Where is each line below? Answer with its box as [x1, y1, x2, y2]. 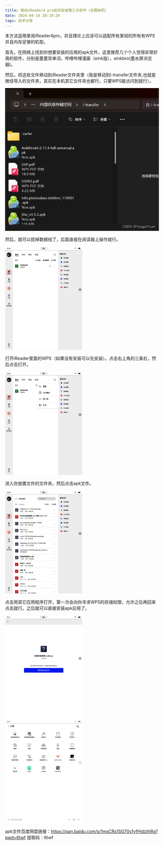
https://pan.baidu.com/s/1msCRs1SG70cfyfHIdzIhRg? [51, 828, 158, 834]
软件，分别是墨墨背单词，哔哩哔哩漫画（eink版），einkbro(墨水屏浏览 [13, 55, 152, 61]
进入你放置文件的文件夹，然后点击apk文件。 [5, 480, 94, 486]
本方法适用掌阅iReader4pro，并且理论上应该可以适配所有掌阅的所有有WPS [5, 33, 155, 39]
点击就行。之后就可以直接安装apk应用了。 [5, 605, 90, 611]
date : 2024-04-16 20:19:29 [5, 13, 60, 18]
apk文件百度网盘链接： [5, 828, 51, 834]
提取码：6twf [26, 835, 54, 841]
